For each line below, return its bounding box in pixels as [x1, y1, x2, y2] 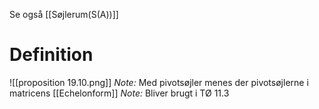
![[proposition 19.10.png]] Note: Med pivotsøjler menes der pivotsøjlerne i [9, 76, 309, 88]
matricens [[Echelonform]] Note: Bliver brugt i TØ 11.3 [9, 87, 230, 99]
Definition [9, 44, 94, 66]
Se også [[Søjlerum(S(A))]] [9, 9, 119, 20]
